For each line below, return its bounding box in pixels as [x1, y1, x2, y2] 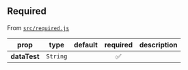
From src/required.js [7, 23, 70, 32]
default [74, 40, 98, 49]
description [139, 40, 178, 49]
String [46, 52, 68, 60]
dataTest [10, 51, 40, 61]
